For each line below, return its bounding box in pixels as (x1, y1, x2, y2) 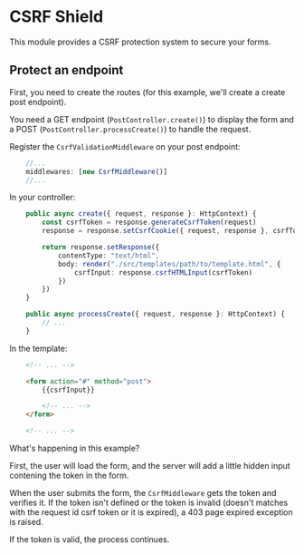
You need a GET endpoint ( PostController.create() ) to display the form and (9, 113, 294, 124)
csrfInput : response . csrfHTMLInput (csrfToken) (73, 267, 253, 277)
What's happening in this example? (9, 442, 140, 453)
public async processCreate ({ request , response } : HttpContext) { (25, 310, 285, 319)
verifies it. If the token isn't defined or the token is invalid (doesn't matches (9, 497, 289, 508)
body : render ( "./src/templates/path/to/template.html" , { (57, 259, 281, 268)
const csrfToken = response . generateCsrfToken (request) (42, 218, 257, 228)
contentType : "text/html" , (57, 251, 160, 260)
